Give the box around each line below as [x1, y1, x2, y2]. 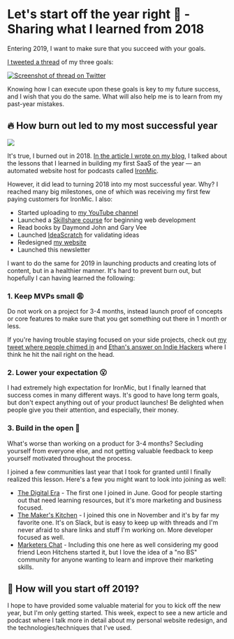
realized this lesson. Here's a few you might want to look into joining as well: [7, 475, 227, 483]
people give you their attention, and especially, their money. [7, 406, 180, 414]
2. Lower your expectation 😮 [7, 367, 108, 377]
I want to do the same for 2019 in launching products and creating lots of [7, 258, 217, 267]
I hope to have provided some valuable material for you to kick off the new [7, 601, 221, 610]
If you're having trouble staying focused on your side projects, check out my [7, 335, 227, 344]
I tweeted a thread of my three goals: [7, 57, 114, 66]
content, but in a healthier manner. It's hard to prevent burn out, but [7, 266, 201, 274]
